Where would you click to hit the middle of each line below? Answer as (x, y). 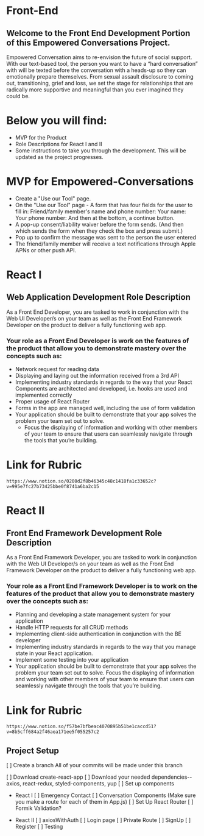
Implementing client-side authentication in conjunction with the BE (98, 634)
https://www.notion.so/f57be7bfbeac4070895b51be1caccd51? (81, 727)
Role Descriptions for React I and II (58, 144)
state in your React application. (54, 653)
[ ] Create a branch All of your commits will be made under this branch (94, 765)
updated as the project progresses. (59, 157)
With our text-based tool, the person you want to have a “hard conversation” (102, 64)
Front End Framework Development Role (84, 533)
